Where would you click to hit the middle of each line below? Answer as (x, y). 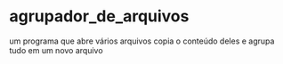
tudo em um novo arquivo (57, 50)
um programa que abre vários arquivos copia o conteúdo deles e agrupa (142, 41)
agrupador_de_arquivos (99, 16)
